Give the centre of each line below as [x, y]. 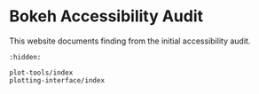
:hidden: [25, 57]
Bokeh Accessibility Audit [106, 16]
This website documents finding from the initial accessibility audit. [130, 41]
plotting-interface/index [57, 80]
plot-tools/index [41, 73]
